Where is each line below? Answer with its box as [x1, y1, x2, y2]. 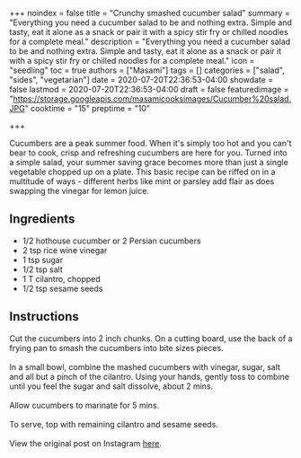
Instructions [9, 309, 79, 324]
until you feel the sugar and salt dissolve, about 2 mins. [9, 381, 214, 392]
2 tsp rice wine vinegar [22, 244, 108, 255]
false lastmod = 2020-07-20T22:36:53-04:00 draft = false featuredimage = [9, 84, 289, 94]
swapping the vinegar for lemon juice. [9, 186, 150, 196]
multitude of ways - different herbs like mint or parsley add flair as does [9, 176, 275, 187]
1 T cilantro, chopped [22, 273, 101, 284]
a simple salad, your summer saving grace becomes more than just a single [9, 157, 289, 167]
